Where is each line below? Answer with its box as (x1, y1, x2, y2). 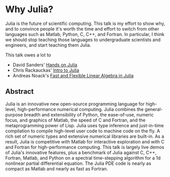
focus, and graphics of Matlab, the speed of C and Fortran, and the (5, 117, 146, 123)
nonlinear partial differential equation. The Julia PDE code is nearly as (5, 160, 152, 166)
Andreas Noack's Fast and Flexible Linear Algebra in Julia (12, 72, 134, 78)
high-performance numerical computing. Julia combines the (17, 106, 144, 112)
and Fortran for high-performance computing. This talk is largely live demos (5, 144, 164, 150)
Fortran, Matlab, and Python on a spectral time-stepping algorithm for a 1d (5, 155, 161, 161)
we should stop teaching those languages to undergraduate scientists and (5, 37, 161, 43)
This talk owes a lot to (5, 52, 51, 58)
